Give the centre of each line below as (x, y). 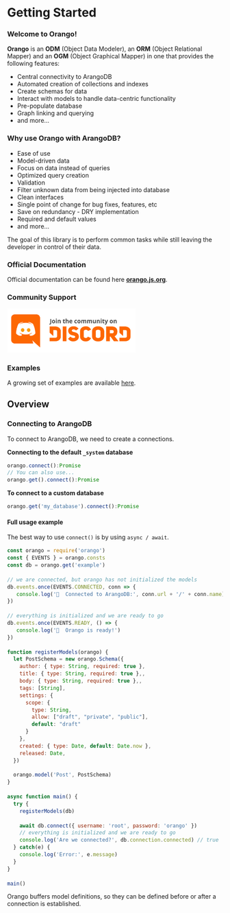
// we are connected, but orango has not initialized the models (102, 580)
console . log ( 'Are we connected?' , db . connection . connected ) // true (119, 840)
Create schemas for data (52, 91)
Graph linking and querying (55, 113)
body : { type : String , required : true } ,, (81, 681)
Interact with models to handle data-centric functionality (96, 99)
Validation (31, 182)
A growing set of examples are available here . (72, 383)
